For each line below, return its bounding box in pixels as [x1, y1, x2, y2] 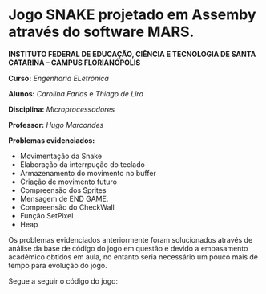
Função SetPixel [19, 210, 74, 220]
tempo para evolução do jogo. [8, 260, 107, 270]
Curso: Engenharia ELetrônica [8, 73, 110, 83]
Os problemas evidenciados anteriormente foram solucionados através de [8, 235, 253, 244]
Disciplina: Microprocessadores [8, 104, 115, 114]
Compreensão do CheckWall [19, 202, 115, 212]
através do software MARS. [8, 22, 195, 41]
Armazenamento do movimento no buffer [19, 168, 156, 178]
